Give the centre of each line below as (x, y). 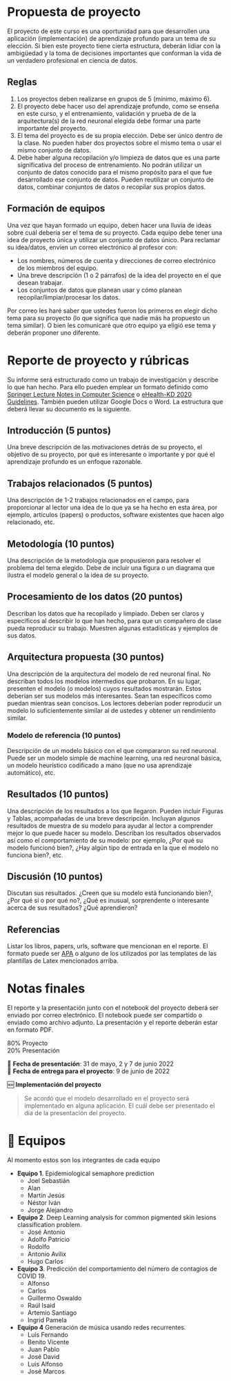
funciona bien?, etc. (35, 855)
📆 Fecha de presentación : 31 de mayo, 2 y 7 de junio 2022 (90, 1064)
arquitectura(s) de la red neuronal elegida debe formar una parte (109, 121)
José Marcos (46, 1371)
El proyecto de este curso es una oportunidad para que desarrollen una (109, 31)
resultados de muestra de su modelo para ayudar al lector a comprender (110, 825)
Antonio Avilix (47, 1254)
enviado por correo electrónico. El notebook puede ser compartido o (105, 1015)
